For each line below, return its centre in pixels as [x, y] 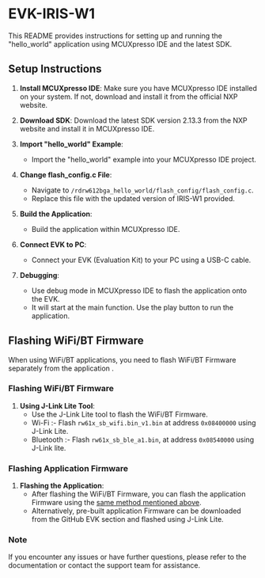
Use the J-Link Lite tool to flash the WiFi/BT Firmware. [119, 414]
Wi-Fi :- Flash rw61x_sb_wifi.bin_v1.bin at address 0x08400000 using [144, 422]
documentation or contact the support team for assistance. [104, 565]
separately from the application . [61, 368]
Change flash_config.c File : [66, 174]
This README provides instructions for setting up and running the [115, 36]
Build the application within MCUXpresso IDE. [106, 229]
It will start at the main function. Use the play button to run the [132, 307]
